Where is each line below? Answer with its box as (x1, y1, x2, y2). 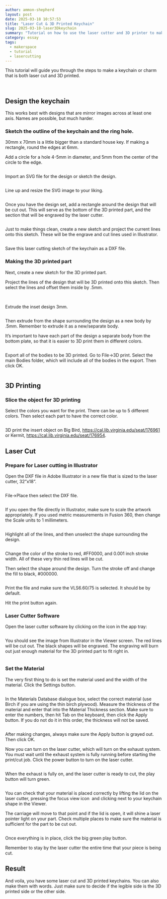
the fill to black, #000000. (5, 571, 59, 577)
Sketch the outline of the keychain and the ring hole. (5, 128, 134, 135)
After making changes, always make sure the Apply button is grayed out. (5, 731, 154, 737)
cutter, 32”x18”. (5, 479, 36, 485)
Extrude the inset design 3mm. (5, 303, 68, 309)
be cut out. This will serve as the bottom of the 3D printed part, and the (5, 207, 151, 213)
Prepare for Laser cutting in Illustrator (5, 462, 98, 469)
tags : (5, 40, 16, 45)
